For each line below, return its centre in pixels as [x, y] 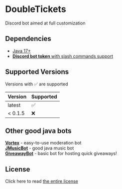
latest [14, 105]
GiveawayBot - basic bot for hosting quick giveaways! [61, 153]
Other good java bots [38, 131]
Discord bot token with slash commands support [63, 56]
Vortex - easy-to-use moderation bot [43, 143]
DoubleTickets [36, 9]
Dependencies [28, 39]
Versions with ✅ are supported [37, 84]
